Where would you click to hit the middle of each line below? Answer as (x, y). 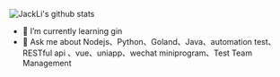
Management (47, 63)
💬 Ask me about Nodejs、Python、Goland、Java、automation (137, 42)
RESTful (37, 53)
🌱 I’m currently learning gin (72, 31)
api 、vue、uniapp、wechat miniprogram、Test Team (153, 53)
